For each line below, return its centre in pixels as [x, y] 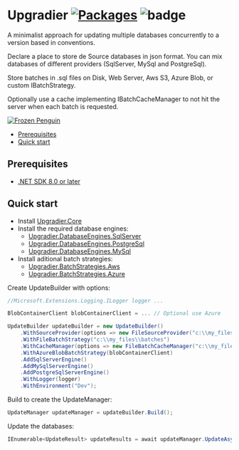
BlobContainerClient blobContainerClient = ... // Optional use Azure [114, 313]
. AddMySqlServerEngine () [57, 366]
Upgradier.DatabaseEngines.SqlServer [85, 236]
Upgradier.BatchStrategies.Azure [77, 273]
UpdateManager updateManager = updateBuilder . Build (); [90, 413]
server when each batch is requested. [63, 106]
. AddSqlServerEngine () [54, 360]
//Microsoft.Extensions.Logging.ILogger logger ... [85, 300]
